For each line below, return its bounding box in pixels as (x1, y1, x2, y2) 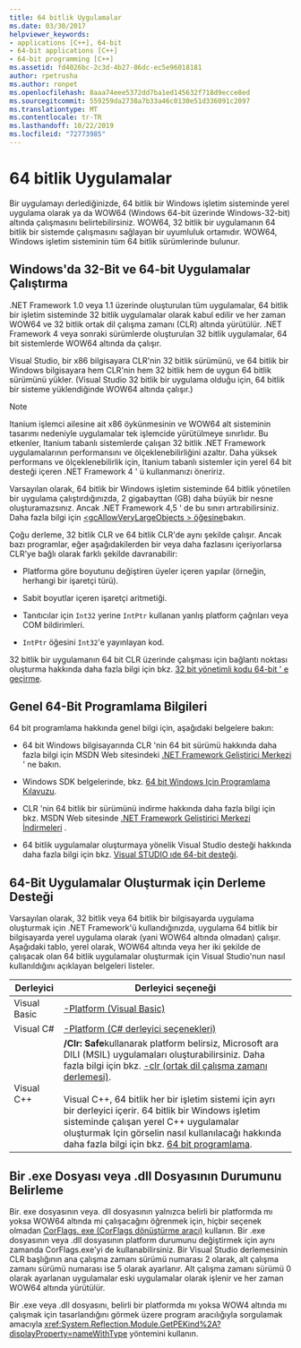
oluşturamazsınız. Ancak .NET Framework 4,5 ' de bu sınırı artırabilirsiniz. (9, 502, 279, 513)
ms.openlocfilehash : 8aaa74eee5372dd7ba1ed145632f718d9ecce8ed (9, 88, 251, 97)
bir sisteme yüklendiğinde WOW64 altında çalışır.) (9, 383, 193, 394)
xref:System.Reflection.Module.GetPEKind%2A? (44, 1318, 221, 1330)
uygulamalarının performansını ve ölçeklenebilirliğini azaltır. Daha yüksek (9, 447, 278, 458)
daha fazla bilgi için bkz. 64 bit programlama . (63, 1138, 253, 1151)
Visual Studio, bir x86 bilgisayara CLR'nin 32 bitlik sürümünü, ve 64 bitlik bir (9, 355, 289, 365)
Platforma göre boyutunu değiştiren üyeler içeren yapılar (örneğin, (21, 565, 267, 576)
